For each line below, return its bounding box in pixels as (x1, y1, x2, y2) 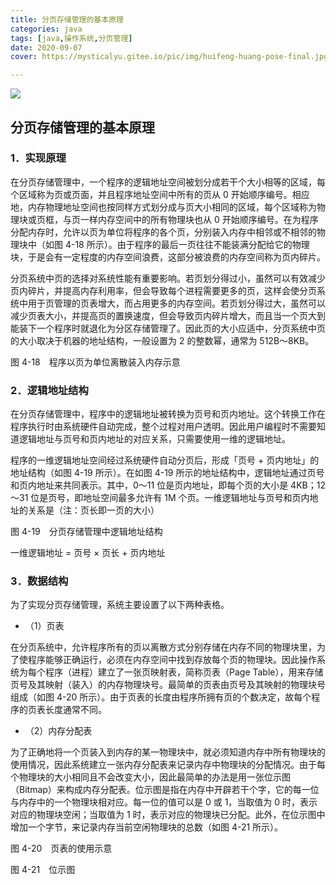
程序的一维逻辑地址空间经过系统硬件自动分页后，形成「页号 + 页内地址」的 (10, 454, 320, 466)
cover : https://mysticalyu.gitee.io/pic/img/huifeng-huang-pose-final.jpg (10, 52, 329, 62)
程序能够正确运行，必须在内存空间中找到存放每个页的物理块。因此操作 (27, 654, 317, 666)
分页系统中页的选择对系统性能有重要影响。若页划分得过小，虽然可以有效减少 (10, 272, 326, 284)
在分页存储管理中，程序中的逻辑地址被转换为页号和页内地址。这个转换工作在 (10, 408, 326, 420)
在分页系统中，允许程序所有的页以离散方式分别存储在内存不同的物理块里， (10, 641, 317, 653)
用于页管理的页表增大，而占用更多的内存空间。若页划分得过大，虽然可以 (27, 297, 326, 309)
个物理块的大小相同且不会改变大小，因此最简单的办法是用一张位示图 (10, 771, 291, 783)
